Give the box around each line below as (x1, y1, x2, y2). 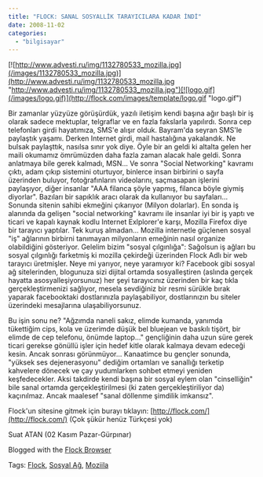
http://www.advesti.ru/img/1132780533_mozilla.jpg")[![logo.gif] (11, 85, 216, 94)
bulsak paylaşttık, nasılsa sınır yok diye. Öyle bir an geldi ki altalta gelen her (8, 142, 252, 152)
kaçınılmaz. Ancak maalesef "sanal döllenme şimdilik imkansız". (8, 391, 214, 401)
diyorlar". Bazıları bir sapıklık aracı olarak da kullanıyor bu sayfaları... (8, 193, 228, 202)
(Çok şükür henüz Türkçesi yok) (69, 415, 173, 424)
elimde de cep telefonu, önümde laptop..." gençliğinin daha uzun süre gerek (8, 332, 254, 342)
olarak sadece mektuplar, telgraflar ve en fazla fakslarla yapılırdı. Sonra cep (8, 117, 252, 127)
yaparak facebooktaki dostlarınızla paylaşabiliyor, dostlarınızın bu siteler (8, 292, 241, 302)
